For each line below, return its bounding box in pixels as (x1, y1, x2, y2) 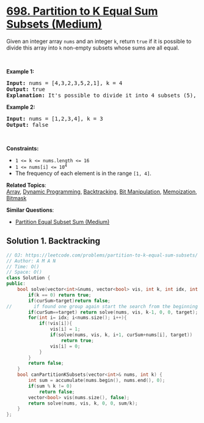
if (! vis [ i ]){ (38, 320, 72, 327)
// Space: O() (6, 269, 43, 275)
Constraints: (6, 144, 39, 152)
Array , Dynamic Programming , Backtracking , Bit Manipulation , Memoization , (6, 188, 197, 195)
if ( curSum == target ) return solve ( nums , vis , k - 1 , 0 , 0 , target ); (28, 309, 199, 315)
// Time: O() (6, 263, 40, 270)
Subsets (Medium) (6, 17, 103, 31)
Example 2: (6, 103, 35, 111)
